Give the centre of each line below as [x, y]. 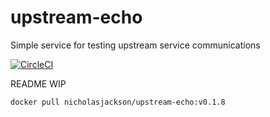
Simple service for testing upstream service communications [135, 45]
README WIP [38, 83]
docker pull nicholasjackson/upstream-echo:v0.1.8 [118, 102]
